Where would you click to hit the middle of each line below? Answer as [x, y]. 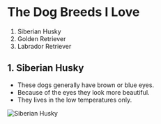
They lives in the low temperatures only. [75, 100]
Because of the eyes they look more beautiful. [83, 92]
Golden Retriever [41, 38]
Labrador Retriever [44, 46]
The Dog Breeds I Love [74, 12]
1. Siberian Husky [46, 68]
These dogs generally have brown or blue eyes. [86, 85]
